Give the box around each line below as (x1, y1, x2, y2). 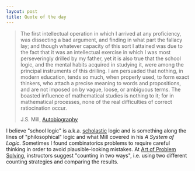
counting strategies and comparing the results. (6, 158, 119, 165)
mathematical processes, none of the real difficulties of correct (20, 98, 172, 105)
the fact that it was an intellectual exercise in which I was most (20, 48, 171, 55)
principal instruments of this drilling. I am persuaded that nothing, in (20, 67, 184, 74)
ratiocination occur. (20, 104, 67, 111)
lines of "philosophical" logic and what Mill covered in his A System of (6, 133, 175, 140)
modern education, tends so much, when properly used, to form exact (20, 74, 190, 81)
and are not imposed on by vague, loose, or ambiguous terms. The (20, 86, 181, 93)
